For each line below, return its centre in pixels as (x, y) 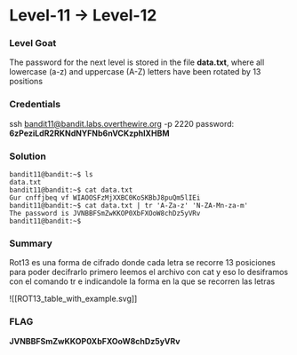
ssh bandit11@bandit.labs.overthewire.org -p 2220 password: (122, 123)
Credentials (35, 105)
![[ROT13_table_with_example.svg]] (73, 299)
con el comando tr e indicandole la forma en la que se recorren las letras (142, 281)
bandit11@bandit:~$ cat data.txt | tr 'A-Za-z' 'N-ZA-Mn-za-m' (129, 206)
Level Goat (33, 43)
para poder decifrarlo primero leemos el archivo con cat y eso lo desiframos (149, 272)
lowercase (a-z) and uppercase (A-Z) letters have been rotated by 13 (135, 72)
